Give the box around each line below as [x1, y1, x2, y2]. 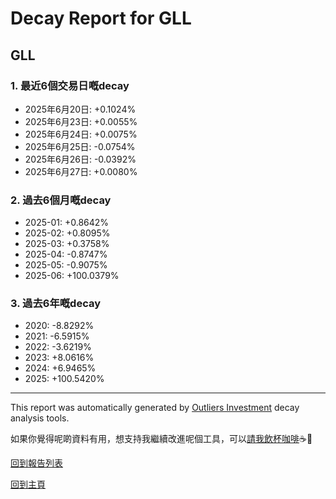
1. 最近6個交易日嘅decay [10, 78, 130, 92]
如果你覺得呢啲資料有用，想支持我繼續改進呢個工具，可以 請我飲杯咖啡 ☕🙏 [10, 433, 313, 445]
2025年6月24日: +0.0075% [24, 128, 138, 140]
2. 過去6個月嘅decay [10, 193, 112, 207]
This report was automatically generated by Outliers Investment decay [10, 402, 300, 414]
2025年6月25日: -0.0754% [24, 140, 136, 152]
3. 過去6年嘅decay [10, 297, 102, 311]
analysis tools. [10, 412, 70, 424]
